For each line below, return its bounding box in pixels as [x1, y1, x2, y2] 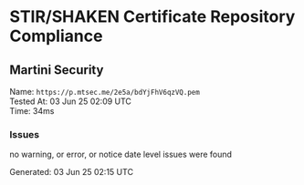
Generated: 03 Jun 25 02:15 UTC [9, 167, 134, 178]
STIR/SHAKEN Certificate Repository [9, 6, 296, 27]
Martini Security [9, 62, 104, 77]
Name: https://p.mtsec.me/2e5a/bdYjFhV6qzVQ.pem [9, 87, 201, 97]
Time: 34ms [9, 106, 55, 116]
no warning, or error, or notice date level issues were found [9, 149, 233, 160]
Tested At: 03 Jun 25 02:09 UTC [9, 96, 132, 107]
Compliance [9, 26, 103, 46]
